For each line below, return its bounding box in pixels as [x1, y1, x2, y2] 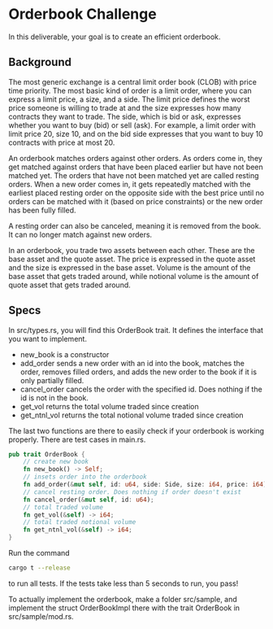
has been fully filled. [8, 205, 76, 215]
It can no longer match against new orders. [8, 229, 153, 239]
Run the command [8, 548, 71, 558]
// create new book [23, 457, 89, 466]
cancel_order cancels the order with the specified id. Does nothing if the [19, 384, 262, 394]
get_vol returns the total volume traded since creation [19, 401, 199, 411]
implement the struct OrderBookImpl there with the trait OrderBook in [8, 603, 240, 613]
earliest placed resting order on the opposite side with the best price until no [8, 188, 265, 198]
